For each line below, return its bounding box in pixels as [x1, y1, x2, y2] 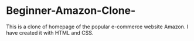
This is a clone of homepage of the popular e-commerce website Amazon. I [6, 23, 189, 30]
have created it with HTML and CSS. [6, 29, 94, 36]
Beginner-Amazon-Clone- [6, 4, 136, 17]
